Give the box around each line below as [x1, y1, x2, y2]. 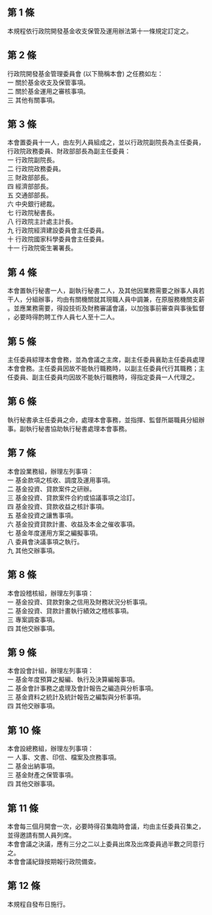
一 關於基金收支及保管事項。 [7, 78, 89, 87]
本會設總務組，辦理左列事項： [7, 745, 94, 753]
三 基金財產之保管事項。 [7, 771, 77, 779]
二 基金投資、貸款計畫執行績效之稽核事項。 [7, 606, 132, 614]
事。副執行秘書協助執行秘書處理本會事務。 [7, 424, 131, 433]
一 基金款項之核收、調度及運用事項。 [7, 476, 114, 484]
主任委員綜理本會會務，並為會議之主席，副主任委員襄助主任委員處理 [7, 355, 205, 364]
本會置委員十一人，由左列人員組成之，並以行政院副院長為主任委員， [7, 138, 205, 146]
